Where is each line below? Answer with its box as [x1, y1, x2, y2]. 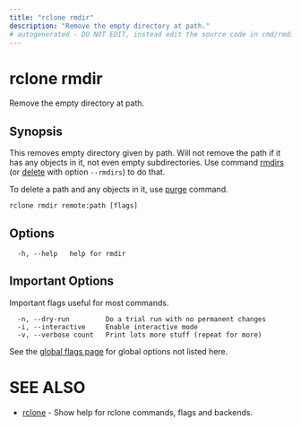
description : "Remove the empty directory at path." [9, 21, 211, 30]
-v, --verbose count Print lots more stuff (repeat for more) [17, 330, 262, 339]
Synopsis [9, 124, 63, 139]
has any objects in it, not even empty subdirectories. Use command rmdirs [9, 158, 285, 168]
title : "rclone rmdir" [9, 13, 94, 22]
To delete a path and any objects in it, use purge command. [9, 184, 228, 195]
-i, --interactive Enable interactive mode [17, 322, 199, 331]
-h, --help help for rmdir [17, 249, 126, 258]
